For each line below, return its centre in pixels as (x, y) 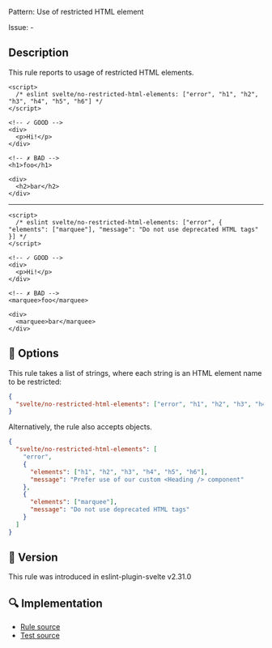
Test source (40, 636)
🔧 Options (34, 354)
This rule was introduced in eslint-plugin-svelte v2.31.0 (100, 577)
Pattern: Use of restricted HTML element (76, 12)
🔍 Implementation (55, 603)
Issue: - (21, 27)
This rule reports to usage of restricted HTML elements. (101, 72)
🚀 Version (33, 558)
